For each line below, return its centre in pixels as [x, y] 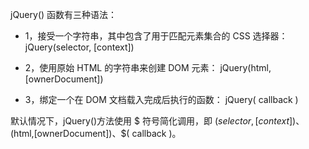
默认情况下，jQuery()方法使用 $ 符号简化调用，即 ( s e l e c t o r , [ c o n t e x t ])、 [157, 121]
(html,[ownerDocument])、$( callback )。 [96, 133]
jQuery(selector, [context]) [79, 47]
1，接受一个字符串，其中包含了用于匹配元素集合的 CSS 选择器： [156, 36]
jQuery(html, [245, 67]
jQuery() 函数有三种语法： [64, 14]
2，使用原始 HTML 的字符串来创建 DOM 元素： [121, 67]
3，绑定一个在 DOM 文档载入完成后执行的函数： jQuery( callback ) [161, 99]
